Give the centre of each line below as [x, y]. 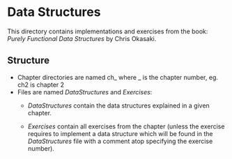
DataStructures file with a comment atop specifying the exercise [120, 141]
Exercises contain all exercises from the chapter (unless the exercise [126, 126]
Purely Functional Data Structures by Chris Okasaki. [82, 38]
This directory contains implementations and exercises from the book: [108, 31]
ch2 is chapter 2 [41, 85]
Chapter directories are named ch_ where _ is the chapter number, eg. [117, 77]
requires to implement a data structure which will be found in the [120, 133]
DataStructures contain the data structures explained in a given [119, 106]
